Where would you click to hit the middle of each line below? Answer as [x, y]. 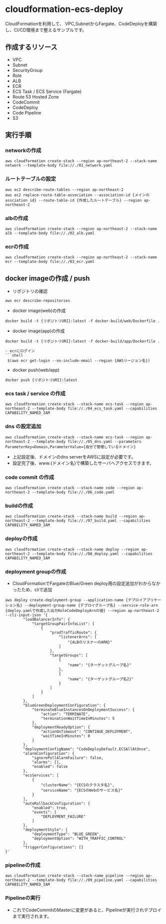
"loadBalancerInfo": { [47, 619]
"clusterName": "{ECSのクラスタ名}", [78, 785]
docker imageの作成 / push [48, 278]
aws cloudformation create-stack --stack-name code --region [70, 488]
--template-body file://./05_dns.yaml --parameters [86, 441]
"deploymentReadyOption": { [61, 727]
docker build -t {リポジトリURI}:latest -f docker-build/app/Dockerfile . [83, 341]
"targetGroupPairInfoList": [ [63, 623]
